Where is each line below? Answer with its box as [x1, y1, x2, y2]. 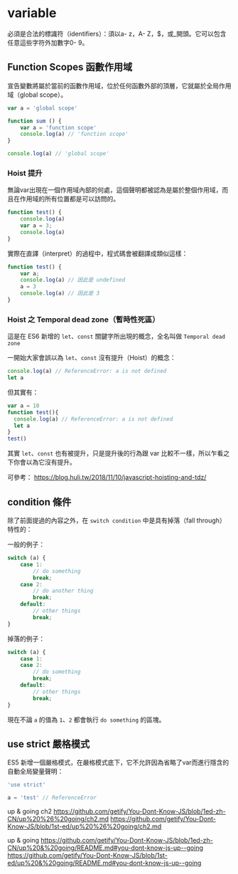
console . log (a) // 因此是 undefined [20, 276, 126, 284]
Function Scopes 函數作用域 [7, 61, 133, 73]
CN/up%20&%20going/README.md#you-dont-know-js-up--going [7, 843, 204, 852]
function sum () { [7, 117, 62, 125]
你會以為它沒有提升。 [13, 458, 76, 467]
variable [7, 5, 57, 21]
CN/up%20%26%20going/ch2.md [7, 815, 109, 823]
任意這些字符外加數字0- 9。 [7, 38, 89, 47]
